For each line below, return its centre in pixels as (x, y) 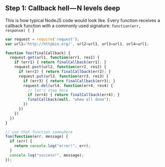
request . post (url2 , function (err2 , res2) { (60, 67)
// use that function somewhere (39, 132)
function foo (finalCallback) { (38, 53)
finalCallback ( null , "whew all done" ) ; (69, 100)
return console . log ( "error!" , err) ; (53, 146)
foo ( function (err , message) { (37, 137)
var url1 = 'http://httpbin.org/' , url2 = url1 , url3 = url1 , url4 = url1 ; (77, 44)
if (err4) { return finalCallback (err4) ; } (74, 95)
